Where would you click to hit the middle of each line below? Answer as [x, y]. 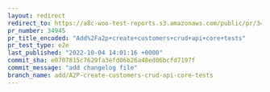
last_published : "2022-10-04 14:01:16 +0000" [85, 53]
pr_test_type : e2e [38, 46]
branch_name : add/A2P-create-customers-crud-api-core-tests [111, 75]
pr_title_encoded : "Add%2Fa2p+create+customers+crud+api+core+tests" [127, 38]
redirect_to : [29, 23]
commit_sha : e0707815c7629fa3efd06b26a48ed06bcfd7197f [102, 61]
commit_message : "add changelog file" [73, 68]
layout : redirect [37, 16]
